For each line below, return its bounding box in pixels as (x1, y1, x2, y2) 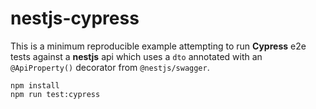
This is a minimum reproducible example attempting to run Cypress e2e (10, 40, 307, 52)
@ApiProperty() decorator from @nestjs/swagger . (10, 61, 210, 73)
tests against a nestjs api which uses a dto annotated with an (10, 50, 263, 62)
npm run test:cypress (10, 89, 101, 99)
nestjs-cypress (10, 7, 140, 30)
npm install (10, 80, 60, 91)
